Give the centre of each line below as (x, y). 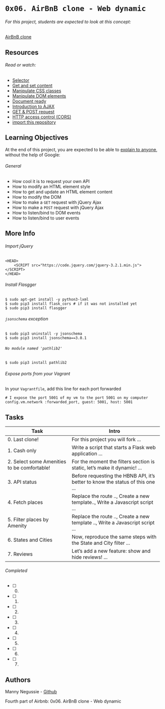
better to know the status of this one (113, 482)
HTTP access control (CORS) (42, 117)
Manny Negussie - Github (31, 692)
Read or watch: (21, 65)
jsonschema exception (27, 319)
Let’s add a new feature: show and (111, 551)
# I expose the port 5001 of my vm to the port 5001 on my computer (77, 398)
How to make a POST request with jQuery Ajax (58, 208)
